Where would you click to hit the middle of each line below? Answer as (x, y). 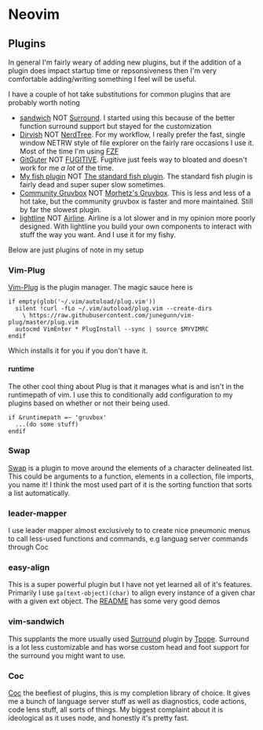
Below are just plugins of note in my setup (76, 250)
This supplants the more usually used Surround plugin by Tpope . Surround (129, 639)
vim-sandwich (37, 622)
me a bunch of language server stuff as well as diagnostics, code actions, (128, 701)
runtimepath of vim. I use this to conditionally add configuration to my (121, 394)
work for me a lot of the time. (67, 168)
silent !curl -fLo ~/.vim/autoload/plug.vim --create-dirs (114, 309)
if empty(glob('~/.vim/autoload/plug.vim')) (82, 302)
